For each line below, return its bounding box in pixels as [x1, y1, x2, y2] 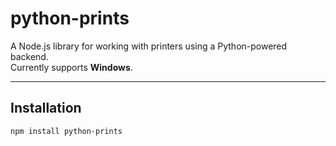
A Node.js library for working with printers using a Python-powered [10, 40, 288, 52]
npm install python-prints [10, 126, 123, 136]
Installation [10, 100, 82, 117]
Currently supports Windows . [10, 61, 133, 73]
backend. [10, 50, 49, 62]
